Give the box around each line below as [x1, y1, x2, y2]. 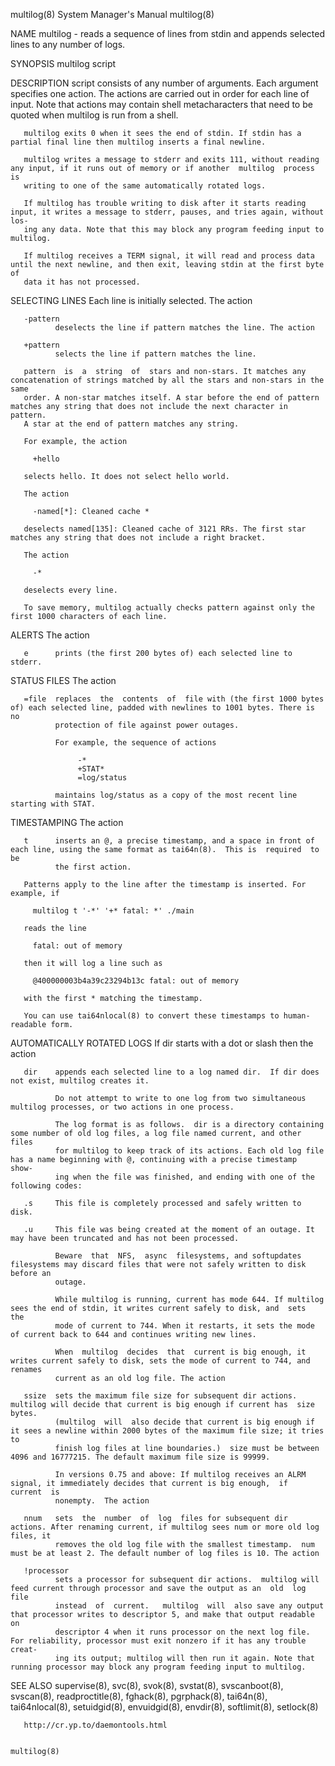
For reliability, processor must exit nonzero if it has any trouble [10, 1636, 307, 1646]
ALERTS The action [10, 629, 90, 641]
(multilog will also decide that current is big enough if [54, 1417, 315, 1427]
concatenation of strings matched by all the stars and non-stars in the [10, 375, 325, 385]
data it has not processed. [23, 277, 141, 287]
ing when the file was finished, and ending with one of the [54, 1172, 315, 1182]
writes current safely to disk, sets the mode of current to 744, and [10, 1356, 311, 1366]
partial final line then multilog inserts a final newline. [10, 137, 267, 147]
